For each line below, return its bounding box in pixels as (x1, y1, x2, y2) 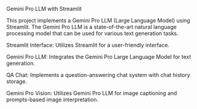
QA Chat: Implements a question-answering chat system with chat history (6, 71, 190, 78)
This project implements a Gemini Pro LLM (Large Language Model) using (6, 17, 190, 24)
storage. (6, 78, 27, 85)
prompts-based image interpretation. (6, 96, 99, 103)
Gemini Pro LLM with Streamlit (6, 5, 82, 12)
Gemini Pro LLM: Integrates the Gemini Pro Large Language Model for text (6, 53, 192, 60)
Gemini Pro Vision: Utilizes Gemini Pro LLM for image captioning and (6, 90, 178, 96)
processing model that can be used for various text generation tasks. (6, 30, 179, 37)
